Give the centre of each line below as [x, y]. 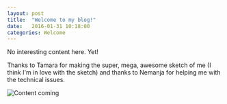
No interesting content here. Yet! [53, 52]
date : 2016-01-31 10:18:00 [49, 26]
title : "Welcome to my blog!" [52, 20]
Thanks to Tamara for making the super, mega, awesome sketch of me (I [109, 65]
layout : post [26, 13]
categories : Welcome [37, 32]
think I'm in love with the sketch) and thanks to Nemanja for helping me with [114, 73]
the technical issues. [36, 80]
